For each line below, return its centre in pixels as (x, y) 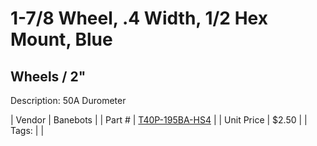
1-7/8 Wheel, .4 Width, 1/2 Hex (139, 18)
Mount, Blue (61, 39)
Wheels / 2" (48, 76)
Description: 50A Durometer (68, 100)
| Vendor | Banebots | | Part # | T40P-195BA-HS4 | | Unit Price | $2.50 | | (159, 120)
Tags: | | (27, 130)
